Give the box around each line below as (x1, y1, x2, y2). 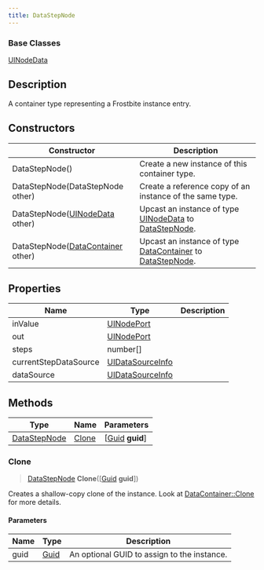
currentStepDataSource (12, 356, 100, 367)
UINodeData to (139, 213, 195, 224)
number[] (107, 344, 143, 355)
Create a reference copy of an (139, 181, 251, 192)
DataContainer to (139, 245, 203, 256)
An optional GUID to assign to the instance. (69, 549, 228, 560)
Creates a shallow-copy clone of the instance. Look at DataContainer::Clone (8, 489, 255, 499)
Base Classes (8, 37, 61, 48)
